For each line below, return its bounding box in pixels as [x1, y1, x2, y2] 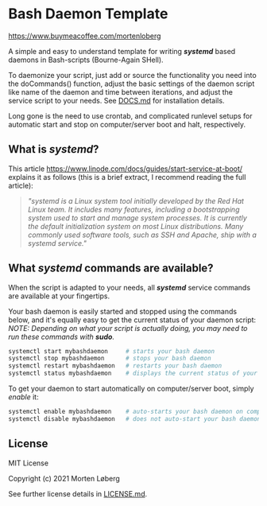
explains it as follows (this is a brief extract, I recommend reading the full [8, 172, 246, 181]
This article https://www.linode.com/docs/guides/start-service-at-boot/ [8, 164, 243, 173]
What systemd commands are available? [8, 262, 214, 275]
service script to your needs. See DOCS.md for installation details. [8, 95, 225, 105]
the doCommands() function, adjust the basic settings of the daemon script [8, 79, 255, 88]
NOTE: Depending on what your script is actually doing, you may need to [8, 323, 248, 333]
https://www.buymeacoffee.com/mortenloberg [8, 31, 161, 41]
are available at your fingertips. [8, 291, 110, 301]
